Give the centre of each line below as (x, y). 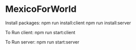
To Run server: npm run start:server (42, 42)
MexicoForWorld (41, 9)
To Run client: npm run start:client (40, 32)
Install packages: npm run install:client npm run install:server (68, 23)
